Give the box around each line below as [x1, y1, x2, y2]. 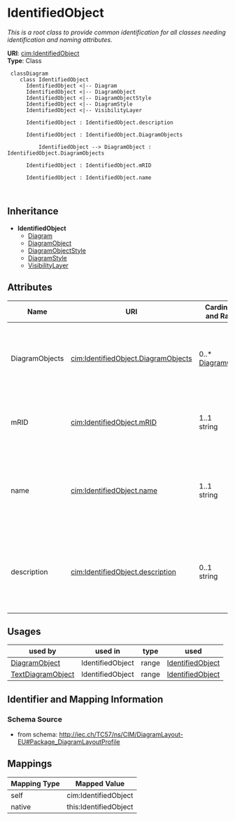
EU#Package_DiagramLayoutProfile [17, 738, 120, 746]
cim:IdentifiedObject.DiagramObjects [71, 353, 192, 363]
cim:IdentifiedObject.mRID [71, 417, 157, 427]
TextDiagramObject [10, 670, 75, 680]
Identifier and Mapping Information [7, 693, 164, 705]
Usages [7, 625, 41, 638]
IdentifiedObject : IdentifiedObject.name [25, 174, 152, 181]
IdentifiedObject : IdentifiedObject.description [25, 119, 173, 126]
